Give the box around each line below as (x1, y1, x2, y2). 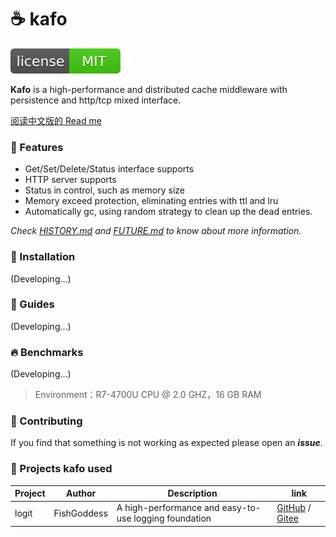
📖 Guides (10, 297, 55, 311)
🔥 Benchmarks (10, 345, 84, 359)
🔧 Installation (10, 250, 76, 264)
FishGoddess (53, 507, 108, 519)
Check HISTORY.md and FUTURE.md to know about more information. (10, 225, 302, 237)
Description (167, 487, 218, 500)
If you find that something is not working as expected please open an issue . (10, 437, 323, 449)
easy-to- (221, 502, 262, 514)
